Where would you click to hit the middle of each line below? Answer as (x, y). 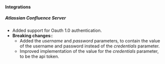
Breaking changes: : (33, 35)
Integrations (18, 7)
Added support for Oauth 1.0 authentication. (57, 30)
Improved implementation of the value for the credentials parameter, (89, 51)
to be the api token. (39, 56)
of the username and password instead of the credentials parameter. (90, 46)
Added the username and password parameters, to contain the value (90, 41)
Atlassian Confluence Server (36, 18)
